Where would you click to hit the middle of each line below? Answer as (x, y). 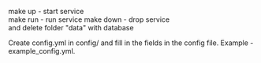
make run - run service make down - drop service (89, 19)
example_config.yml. (42, 51)
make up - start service (46, 11)
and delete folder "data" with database (71, 28)
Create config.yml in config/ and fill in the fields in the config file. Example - (131, 43)
